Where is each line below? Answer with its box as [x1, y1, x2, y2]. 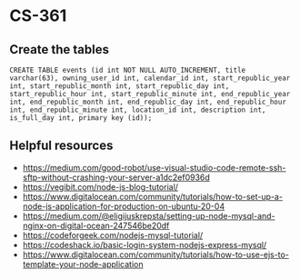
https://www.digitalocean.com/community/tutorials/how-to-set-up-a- [22, 191, 284, 202]
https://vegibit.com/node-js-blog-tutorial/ [22, 181, 179, 192]
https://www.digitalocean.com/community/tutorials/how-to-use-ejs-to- [22, 249, 289, 260]
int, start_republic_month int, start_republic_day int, [9, 82, 230, 91]
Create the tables [9, 42, 109, 57]
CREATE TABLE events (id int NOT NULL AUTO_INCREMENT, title [9, 65, 246, 75]
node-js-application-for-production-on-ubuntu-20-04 [22, 201, 225, 212]
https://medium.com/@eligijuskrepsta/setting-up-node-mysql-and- [22, 210, 275, 221]
